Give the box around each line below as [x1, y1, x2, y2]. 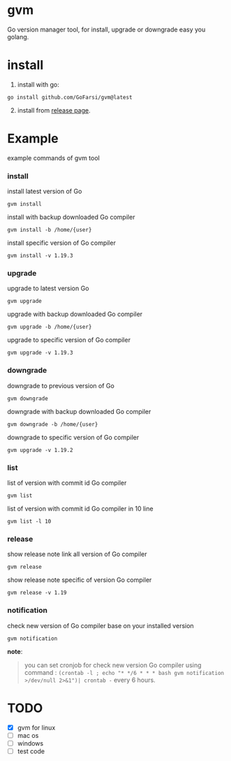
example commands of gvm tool [7, 153, 100, 162]
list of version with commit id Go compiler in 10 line [7, 504, 154, 513]
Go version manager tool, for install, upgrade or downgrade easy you [7, 25, 206, 34]
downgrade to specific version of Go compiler [7, 433, 140, 441]
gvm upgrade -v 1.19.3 [7, 349, 73, 357]
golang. [7, 32, 29, 41]
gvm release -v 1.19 [7, 590, 68, 597]
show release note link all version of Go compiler [7, 550, 148, 558]
